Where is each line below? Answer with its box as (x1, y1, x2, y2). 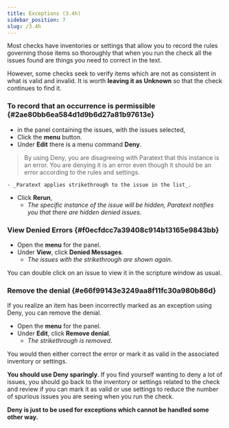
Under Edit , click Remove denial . (16, 329, 111, 337)
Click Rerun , (16, 193, 53, 201)
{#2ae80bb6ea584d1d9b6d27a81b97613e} (7, 110, 155, 120)
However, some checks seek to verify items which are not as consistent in (7, 69, 217, 78)
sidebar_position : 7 (7, 16, 67, 23)
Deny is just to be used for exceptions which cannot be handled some (7, 406, 209, 414)
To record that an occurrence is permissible (7, 101, 156, 111)
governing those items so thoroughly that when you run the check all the (7, 49, 213, 57)
